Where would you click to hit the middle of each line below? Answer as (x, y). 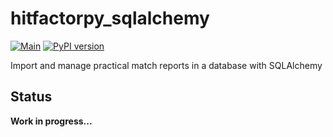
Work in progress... (51, 121)
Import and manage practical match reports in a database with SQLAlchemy (166, 65)
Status (31, 97)
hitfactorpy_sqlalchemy (110, 18)
